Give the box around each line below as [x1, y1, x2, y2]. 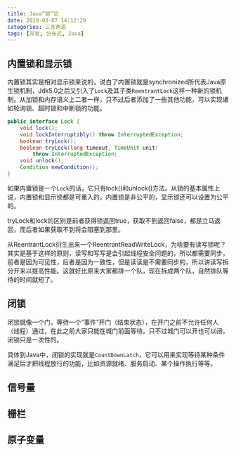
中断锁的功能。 [62, 104, 106, 112]
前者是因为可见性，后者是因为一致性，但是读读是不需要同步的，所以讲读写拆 [7, 257, 229, 266]
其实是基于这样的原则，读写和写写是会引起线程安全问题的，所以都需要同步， [7, 249, 229, 257]
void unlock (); [20, 157, 65, 164]
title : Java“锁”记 [7, 10, 59, 18]
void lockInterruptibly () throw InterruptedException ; [20, 131, 184, 138]
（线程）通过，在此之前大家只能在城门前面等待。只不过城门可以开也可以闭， [7, 326, 229, 335]
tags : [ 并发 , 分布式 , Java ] [7, 30, 84, 37]
